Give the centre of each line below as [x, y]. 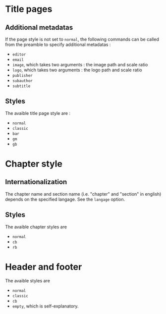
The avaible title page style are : [38, 113]
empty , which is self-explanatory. [45, 306]
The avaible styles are [28, 280]
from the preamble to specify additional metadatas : [58, 45]
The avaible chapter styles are [36, 227]
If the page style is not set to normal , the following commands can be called [82, 39]
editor [19, 54]
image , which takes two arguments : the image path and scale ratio [80, 65]
